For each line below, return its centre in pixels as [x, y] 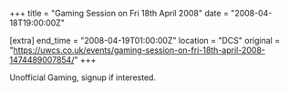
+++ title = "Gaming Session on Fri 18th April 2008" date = [119, 13]
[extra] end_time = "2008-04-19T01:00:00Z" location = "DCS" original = [145, 41]
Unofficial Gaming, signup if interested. [83, 77]
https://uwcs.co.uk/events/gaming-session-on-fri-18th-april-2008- [139, 50]
